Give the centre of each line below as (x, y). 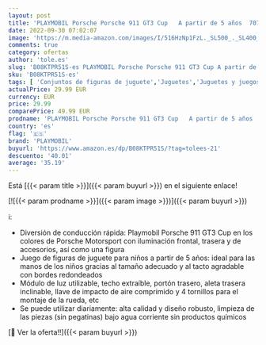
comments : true (33, 45)
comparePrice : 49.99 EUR (49, 112)
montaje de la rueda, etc (59, 300)
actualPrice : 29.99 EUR (47, 89)
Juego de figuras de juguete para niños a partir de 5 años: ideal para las (137, 258)
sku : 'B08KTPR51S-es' (44, 75)
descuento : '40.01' (40, 155)
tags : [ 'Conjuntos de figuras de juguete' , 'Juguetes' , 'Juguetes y (122, 82)
